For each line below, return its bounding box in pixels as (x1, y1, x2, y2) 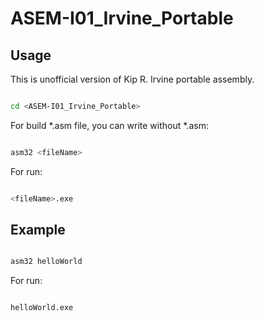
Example (10, 222, 66, 239)
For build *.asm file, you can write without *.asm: (10, 119, 209, 131)
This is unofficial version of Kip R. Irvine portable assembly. (10, 73, 255, 85)
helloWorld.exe (10, 303, 74, 313)
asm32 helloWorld (10, 257, 83, 267)
